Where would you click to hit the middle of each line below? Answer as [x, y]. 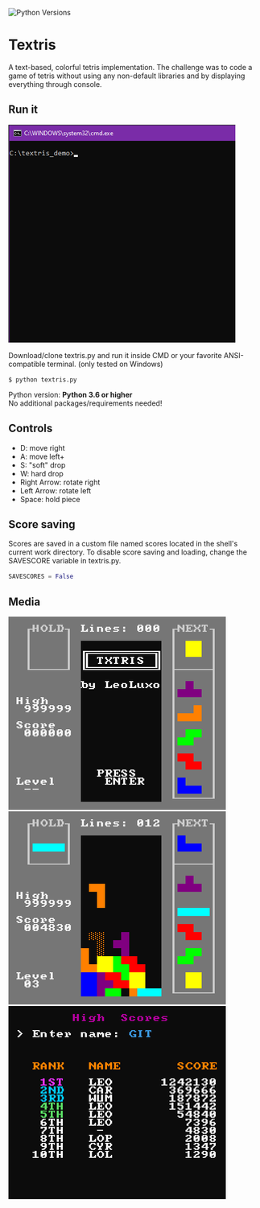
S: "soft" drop [43, 465]
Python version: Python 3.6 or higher [70, 394]
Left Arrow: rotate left [56, 490]
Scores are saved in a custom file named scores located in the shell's [123, 544]
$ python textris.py [43, 379]
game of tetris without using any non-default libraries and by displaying [127, 76]
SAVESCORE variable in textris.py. [65, 561]
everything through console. [55, 84]
